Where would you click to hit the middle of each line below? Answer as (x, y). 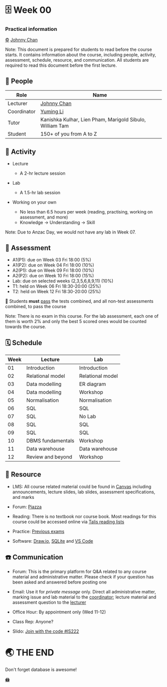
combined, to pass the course (36, 306)
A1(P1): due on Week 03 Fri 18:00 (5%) (52, 259)
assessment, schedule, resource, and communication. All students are (77, 60)
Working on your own (34, 202)
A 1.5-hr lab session (40, 193)
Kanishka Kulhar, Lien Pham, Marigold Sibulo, (93, 119)
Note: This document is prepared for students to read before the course (79, 50)
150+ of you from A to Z (69, 134)
